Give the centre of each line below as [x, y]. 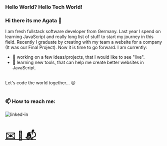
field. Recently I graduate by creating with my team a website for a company [84, 42]
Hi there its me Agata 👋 [33, 20]
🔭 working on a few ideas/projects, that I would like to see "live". [78, 57]
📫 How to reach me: [30, 101]
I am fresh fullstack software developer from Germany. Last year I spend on [83, 32]
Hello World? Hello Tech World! [44, 7]
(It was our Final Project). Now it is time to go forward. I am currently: [76, 47]
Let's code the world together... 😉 [40, 83]
